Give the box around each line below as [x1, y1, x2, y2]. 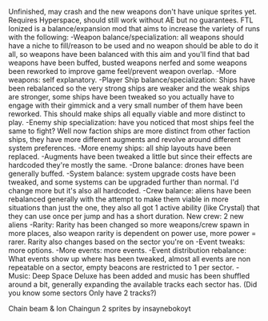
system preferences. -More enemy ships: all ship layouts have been [8, 144, 232, 152]
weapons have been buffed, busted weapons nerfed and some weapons [8, 58, 248, 67]
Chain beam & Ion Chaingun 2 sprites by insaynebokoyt [8, 304, 191, 313]
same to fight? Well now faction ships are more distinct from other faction [8, 126, 250, 136]
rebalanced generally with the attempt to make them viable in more [8, 194, 230, 204]
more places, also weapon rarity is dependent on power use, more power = [8, 229, 257, 238]
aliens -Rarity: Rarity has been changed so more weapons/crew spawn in [8, 220, 250, 230]
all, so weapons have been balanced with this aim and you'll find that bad [8, 50, 250, 59]
